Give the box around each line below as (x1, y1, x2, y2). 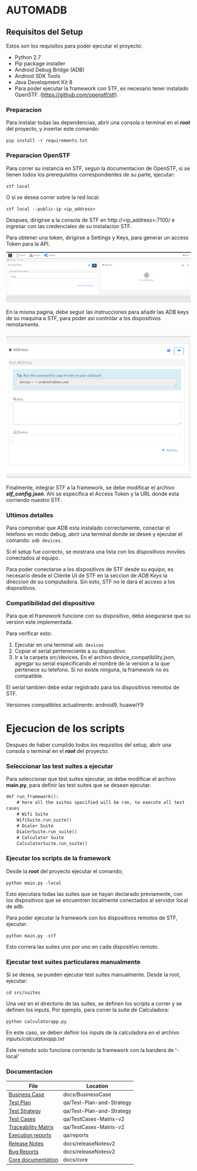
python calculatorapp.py (6, 1019, 67, 1025)
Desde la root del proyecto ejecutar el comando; (6, 867, 123, 874)
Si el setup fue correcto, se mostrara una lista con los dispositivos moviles (6, 548, 186, 555)
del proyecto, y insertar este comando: (6, 125, 100, 133)
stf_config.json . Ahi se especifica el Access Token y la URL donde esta (6, 490, 179, 497)
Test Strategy (8, 1107, 41, 1114)
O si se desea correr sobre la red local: (6, 194, 100, 201)
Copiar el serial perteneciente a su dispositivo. (14, 647, 127, 654)
